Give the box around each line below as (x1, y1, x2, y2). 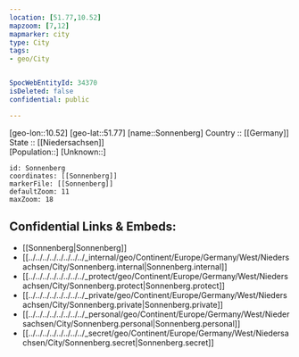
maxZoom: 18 (9, 195, 54, 203)
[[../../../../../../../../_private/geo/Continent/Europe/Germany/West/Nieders (21, 290, 288, 301)
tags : (9, 46, 29, 55)
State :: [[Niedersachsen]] (9, 137, 104, 147)
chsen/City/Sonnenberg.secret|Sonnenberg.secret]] (21, 337, 214, 348)
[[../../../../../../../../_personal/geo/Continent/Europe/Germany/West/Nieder (21, 309, 290, 320)
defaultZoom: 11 (9, 187, 70, 196)
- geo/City (9, 54, 50, 63)
